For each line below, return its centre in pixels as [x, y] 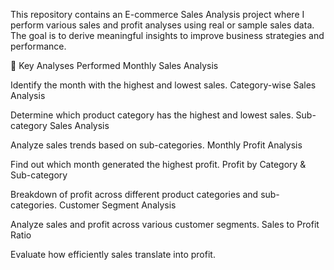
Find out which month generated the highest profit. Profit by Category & [158, 164]
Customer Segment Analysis [117, 205]
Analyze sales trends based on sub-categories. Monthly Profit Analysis [156, 145]
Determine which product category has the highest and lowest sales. [152, 115]
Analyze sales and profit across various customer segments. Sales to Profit [165, 224]
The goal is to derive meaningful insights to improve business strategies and [167, 35]
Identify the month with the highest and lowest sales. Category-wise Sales [163, 85]
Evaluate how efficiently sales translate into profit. [113, 254]
